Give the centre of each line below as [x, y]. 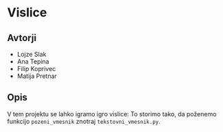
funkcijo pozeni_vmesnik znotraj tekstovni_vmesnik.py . [84, 121]
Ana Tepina [33, 62]
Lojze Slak [32, 54]
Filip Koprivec [36, 69]
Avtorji [22, 38]
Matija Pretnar [37, 76]
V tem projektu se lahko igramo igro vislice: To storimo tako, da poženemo [112, 114]
